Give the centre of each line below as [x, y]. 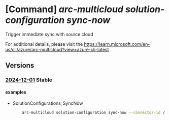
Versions [20, 65]
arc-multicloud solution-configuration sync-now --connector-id [91, 113]
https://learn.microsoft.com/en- [117, 44]
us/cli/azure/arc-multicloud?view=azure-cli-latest [57, 49]
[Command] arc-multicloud [64, 9]
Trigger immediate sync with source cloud [49, 34]
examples [16, 92]
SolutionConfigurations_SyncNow [48, 103]
